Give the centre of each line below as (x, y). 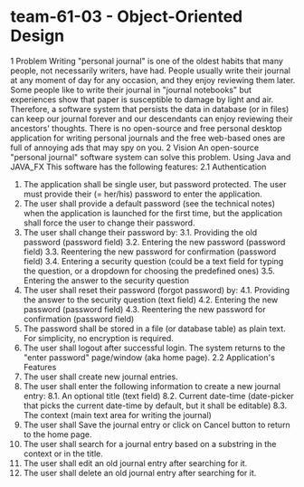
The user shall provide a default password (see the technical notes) (149, 203)
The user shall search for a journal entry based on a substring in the (150, 444)
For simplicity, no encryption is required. (99, 338)
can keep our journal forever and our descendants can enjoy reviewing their (152, 119)
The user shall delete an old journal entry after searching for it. (140, 473)
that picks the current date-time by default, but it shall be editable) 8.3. (155, 406)
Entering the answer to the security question (106, 280)
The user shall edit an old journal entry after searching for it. (135, 463)
